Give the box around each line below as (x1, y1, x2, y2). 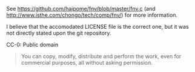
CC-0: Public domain (6, 41, 59, 48)
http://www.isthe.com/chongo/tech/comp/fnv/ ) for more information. (6, 11, 177, 19)
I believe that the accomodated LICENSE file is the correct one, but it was (6, 23, 189, 30)
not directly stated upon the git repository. (6, 29, 111, 37)
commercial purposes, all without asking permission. (21, 59, 153, 66)
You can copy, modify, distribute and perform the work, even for (21, 53, 182, 59)
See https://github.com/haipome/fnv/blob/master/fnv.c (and (6, 5, 156, 12)
